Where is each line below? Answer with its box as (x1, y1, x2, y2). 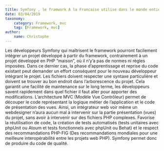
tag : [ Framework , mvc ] (14, 25, 60, 30)
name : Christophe (14, 34, 49, 39)
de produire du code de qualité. (5, 140, 68, 146)
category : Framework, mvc (14, 20, 67, 26)
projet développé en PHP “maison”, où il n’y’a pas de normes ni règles (5, 58, 145, 64)
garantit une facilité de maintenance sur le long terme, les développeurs (5, 84, 150, 89)
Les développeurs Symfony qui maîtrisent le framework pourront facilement (5, 47, 157, 53)
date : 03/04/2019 (5, 12, 41, 17)
